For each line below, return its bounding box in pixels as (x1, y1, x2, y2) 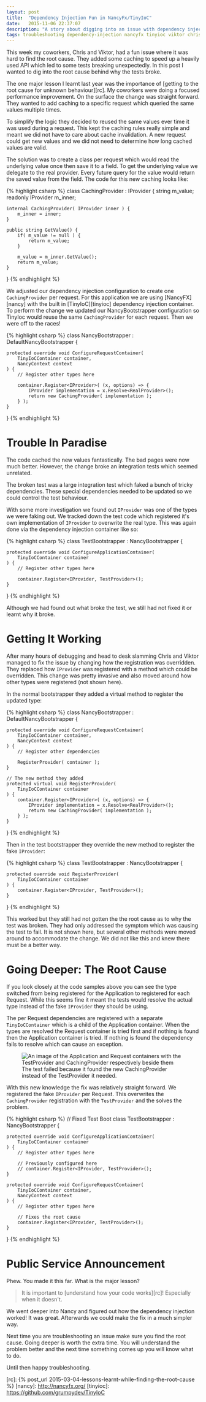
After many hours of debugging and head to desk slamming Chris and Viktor (6, 652, 199, 660)
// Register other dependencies (17, 749, 100, 755)
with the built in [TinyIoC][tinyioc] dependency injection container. (27, 300, 194, 308)
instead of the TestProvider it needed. (21, 1072, 117, 1079)
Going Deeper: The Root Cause (6, 963, 167, 977)
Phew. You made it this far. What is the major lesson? (6, 1277, 140, 1284)
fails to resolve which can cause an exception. (6, 1040, 123, 1048)
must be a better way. (6, 942, 61, 948)
